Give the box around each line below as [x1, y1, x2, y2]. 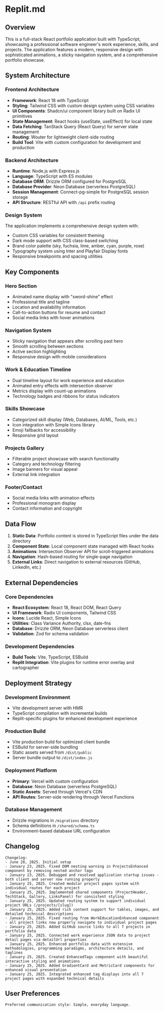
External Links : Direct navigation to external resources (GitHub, [12, 559, 141, 565]
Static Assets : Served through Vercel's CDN [12, 789, 103, 795]
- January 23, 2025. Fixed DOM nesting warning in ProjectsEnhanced [5, 864, 148, 869]
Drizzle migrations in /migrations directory [12, 817, 99, 823]
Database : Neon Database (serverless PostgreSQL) [12, 783, 117, 789]
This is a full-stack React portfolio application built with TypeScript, [5, 36, 141, 42]
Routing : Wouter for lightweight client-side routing [12, 134, 114, 140]
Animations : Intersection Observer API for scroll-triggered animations [12, 549, 154, 555]
